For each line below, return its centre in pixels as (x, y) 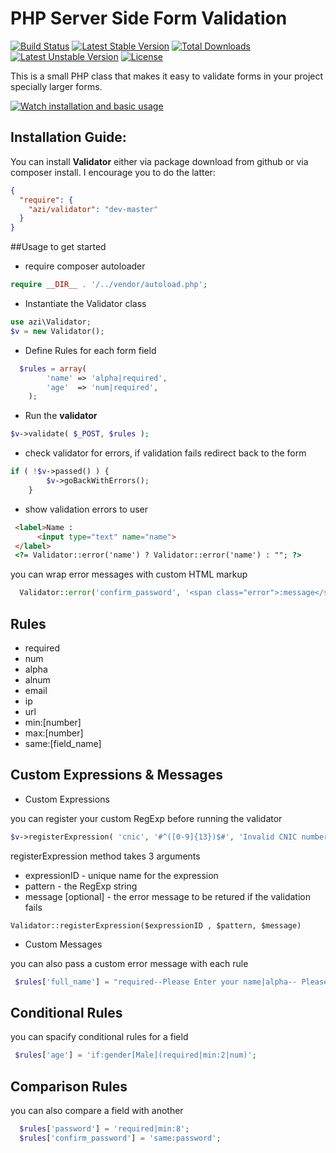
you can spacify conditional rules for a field (99, 1037)
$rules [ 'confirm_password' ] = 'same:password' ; (120, 1138)
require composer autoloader (85, 266)
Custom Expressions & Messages (116, 775)
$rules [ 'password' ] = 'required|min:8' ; (104, 1129)
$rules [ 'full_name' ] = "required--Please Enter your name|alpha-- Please (171, 982)
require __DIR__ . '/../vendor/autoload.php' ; (109, 285)
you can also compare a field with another (97, 1110)
